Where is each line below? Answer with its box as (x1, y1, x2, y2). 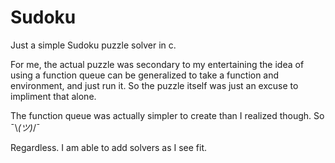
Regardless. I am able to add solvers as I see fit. (10, 141, 208, 153)
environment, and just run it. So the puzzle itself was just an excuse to (10, 79, 299, 91)
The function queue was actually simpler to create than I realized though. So (10, 109, 325, 121)
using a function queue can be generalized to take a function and (10, 69, 280, 81)
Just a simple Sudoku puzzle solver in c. (10, 39, 177, 51)
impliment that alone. (10, 90, 97, 102)
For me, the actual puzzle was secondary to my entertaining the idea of (10, 58, 305, 70)
